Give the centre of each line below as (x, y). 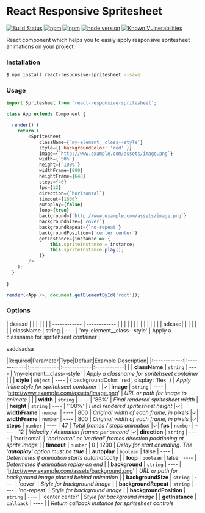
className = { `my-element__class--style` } (91, 142)
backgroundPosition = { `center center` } (88, 233)
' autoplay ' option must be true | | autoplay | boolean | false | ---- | (90, 451)
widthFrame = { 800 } (61, 171)
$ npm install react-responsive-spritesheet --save (73, 75)
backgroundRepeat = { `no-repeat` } (80, 227)
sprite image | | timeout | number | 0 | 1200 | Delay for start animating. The (99, 445)
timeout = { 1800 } (58, 199)
